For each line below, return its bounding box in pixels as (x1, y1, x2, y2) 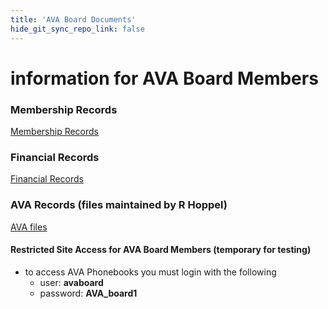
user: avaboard (39, 276, 104, 288)
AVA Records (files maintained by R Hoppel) (10, 198, 228, 212)
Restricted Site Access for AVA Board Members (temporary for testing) (10, 244, 312, 256)
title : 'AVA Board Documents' (10, 14, 137, 25)
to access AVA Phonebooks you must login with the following (24, 266, 277, 278)
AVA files (10, 221, 48, 233)
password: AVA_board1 (39, 287, 138, 299)
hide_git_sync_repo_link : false (10, 24, 145, 34)
